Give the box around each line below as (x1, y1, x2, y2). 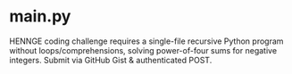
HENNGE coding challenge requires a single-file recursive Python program (9, 36, 284, 46)
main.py (9, 6, 71, 27)
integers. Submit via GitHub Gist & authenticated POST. (9, 54, 213, 65)
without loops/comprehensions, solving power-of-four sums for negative (9, 45, 278, 55)
